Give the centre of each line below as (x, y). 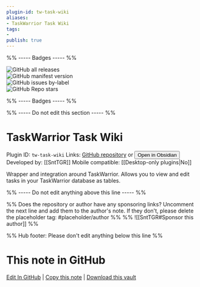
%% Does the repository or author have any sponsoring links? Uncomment (100, 204)
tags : (13, 29)
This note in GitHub (56, 260)
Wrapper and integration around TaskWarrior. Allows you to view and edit (98, 174)
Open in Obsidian (157, 155)
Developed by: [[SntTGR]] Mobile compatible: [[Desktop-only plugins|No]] (99, 162)
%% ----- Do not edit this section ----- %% (61, 113)
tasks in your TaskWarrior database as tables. (64, 180)
